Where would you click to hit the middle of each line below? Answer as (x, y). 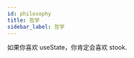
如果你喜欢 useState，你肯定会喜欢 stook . (67, 48)
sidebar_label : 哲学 (36, 27)
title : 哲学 (23, 20)
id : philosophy (29, 14)
